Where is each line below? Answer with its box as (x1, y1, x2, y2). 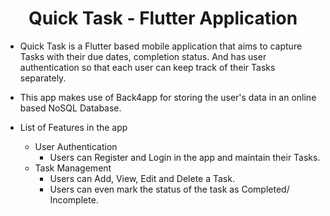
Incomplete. (49, 193, 99, 206)
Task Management (34, 162, 112, 174)
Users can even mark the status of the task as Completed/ (49, 183, 290, 195)
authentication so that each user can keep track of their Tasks (19, 61, 276, 73)
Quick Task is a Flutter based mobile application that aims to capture (19, 40, 303, 52)
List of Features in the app (19, 121, 128, 133)
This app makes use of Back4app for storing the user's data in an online (19, 91, 317, 103)
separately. (19, 72, 67, 84)
